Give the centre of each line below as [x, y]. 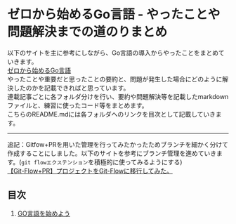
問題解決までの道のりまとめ [87, 32]
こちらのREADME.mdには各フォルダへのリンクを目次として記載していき [112, 114]
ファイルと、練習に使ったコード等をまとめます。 [78, 105]
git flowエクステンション [54, 162]
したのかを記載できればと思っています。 [71, 88]
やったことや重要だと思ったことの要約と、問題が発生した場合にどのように [115, 79]
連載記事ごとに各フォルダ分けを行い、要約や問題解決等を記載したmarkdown [118, 96]
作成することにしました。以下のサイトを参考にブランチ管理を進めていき [112, 153]
